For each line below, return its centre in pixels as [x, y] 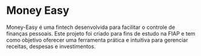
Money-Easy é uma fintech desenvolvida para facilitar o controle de [91, 27]
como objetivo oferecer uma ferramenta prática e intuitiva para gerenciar [97, 40]
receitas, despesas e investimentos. [51, 46]
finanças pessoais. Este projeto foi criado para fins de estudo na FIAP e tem [101, 33]
